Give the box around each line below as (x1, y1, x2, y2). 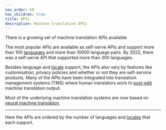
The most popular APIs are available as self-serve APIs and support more (5, 44, 155, 50)
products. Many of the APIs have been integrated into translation (5, 75, 137, 81)
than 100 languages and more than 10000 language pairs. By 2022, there (5, 49, 154, 55)
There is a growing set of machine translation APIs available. (5, 35, 128, 41)
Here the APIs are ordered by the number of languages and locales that (5, 114, 151, 120)
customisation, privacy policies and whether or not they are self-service (5, 70, 152, 76)
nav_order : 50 (5, 7, 35, 12)
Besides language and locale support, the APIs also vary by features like (5, 64, 152, 70)
